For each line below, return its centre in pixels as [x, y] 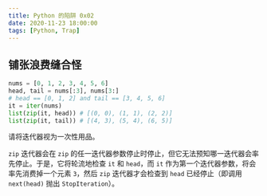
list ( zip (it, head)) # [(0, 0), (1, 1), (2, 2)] [90, 113]
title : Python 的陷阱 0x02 [51, 16]
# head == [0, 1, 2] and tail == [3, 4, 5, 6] [87, 98]
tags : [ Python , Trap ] [44, 30]
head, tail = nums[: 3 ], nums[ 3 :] [64, 91]
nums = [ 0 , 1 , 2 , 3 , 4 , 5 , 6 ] [59, 84]
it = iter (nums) [35, 106]
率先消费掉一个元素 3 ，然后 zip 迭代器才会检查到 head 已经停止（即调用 [125, 174]
